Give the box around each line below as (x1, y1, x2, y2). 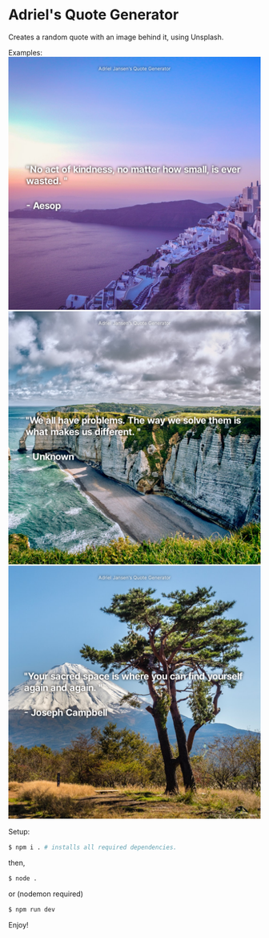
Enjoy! (8, 920, 30, 929)
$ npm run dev (8, 905, 56, 913)
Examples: (8, 47, 42, 57)
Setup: (8, 826, 30, 836)
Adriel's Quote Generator (8, 6, 179, 24)
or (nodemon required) (8, 889, 84, 899)
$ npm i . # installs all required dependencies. (8, 843, 178, 851)
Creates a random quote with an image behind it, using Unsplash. (8, 32, 224, 42)
